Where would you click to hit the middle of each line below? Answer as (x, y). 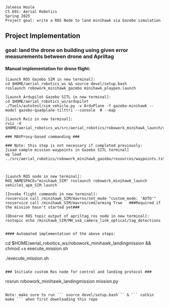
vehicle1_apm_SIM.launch (31, 185)
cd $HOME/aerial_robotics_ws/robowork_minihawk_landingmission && (78, 243)
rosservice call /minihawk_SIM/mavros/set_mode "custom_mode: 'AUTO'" (81, 198)
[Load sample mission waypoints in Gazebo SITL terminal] (67, 150)
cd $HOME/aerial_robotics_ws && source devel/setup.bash (66, 84)
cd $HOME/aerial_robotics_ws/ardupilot (47, 101)
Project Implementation (43, 36)
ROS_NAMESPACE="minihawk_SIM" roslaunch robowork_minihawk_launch (76, 181)
